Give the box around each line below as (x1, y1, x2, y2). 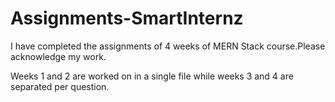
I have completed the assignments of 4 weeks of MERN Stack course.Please (10, 40, 326, 52)
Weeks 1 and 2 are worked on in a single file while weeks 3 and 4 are (10, 70, 294, 82)
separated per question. (10, 80, 110, 92)
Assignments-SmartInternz (10, 7, 244, 30)
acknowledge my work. (10, 50, 107, 62)
